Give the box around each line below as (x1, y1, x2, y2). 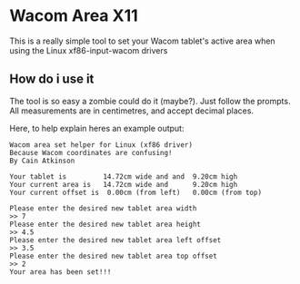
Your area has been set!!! (9, 267, 112, 277)
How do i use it (9, 72, 95, 87)
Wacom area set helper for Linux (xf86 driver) (9, 140, 194, 150)
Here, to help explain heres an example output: (9, 122, 185, 133)
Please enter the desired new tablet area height (9, 220, 202, 229)
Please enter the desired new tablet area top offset (9, 251, 218, 260)
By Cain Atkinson (9, 156, 75, 165)
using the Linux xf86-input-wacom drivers (9, 44, 168, 55)
